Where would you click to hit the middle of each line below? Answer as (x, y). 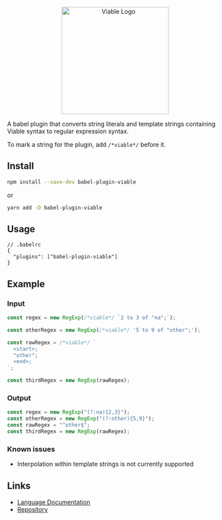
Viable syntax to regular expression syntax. (68, 131)
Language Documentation (53, 502)
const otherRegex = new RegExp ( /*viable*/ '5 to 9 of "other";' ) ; (104, 330)
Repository (32, 509)
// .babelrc (24, 245)
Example (26, 284)
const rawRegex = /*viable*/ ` (52, 342)
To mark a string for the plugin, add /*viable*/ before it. (87, 145)
